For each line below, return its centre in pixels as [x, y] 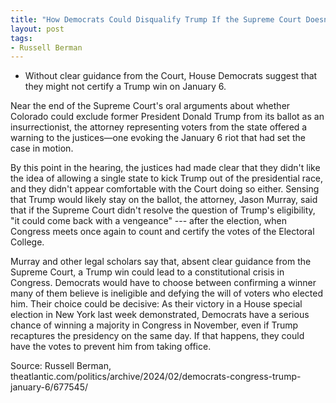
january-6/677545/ [49, 387]
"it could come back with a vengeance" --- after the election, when [148, 221]
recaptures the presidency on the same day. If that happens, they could [157, 336]
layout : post [37, 29]
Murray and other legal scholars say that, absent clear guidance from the [161, 262]
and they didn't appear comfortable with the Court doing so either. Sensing [165, 189]
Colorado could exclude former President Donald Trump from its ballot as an [167, 117]
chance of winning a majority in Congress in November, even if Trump [154, 325]
